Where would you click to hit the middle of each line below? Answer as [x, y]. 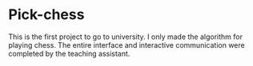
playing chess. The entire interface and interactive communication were [127, 45]
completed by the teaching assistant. [69, 53]
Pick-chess [46, 15]
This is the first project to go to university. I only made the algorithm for [125, 37]
